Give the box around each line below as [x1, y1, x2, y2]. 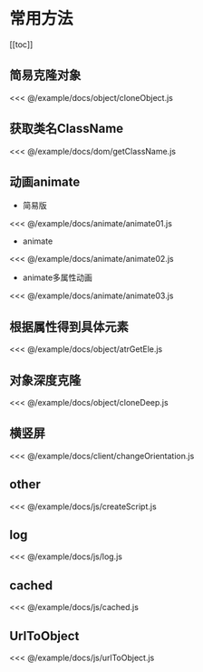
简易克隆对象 [9, 67, 82, 83]
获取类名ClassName [9, 121, 124, 136]
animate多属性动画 [22, 272, 93, 283]
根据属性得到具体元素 [9, 319, 129, 335]
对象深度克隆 [9, 372, 82, 387]
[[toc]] [9, 38, 34, 50]
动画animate [9, 174, 81, 189]
